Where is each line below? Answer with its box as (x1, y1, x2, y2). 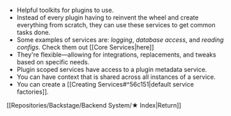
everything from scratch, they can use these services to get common (16, 21, 216, 29)
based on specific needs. (16, 58, 90, 66)
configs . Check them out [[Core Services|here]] (16, 43, 154, 51)
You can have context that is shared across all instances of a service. (16, 73, 216, 81)
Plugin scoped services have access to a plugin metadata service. (16, 66, 207, 73)
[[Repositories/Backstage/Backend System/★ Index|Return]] (6, 101, 182, 109)
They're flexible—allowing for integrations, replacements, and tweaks (16, 50, 217, 59)
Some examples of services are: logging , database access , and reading (16, 36, 224, 44)
